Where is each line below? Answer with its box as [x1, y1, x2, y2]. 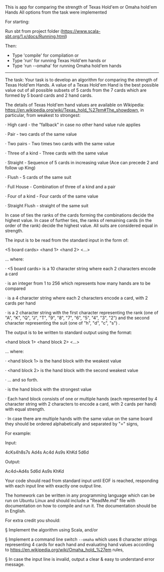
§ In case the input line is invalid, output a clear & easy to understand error [5, 556, 155, 562]
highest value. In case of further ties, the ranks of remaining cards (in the [5, 218, 152, 223]
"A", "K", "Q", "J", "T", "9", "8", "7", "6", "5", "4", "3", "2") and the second [5, 315, 150, 321]
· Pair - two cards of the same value [5, 132, 77, 137]
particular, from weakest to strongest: [5, 112, 81, 118]
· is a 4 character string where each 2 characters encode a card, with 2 [5, 295, 148, 301]
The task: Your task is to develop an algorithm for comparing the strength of [5, 77, 158, 83]
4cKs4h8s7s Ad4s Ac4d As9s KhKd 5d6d [5, 449, 89, 455]
